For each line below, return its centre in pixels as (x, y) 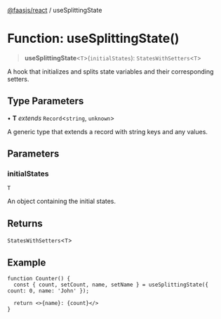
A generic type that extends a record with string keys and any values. (108, 131)
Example (27, 262)
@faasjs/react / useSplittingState (55, 10)
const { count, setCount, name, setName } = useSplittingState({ (111, 285)
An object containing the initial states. (62, 201)
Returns (25, 223)
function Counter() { (39, 279)
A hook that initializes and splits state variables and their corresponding (110, 71)
